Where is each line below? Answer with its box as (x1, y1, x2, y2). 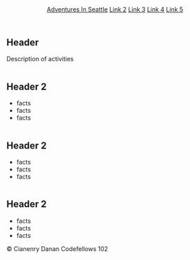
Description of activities (6, 55, 74, 63)
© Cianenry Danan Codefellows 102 (6, 244, 108, 252)
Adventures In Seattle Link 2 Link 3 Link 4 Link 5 (46, 6, 184, 13)
